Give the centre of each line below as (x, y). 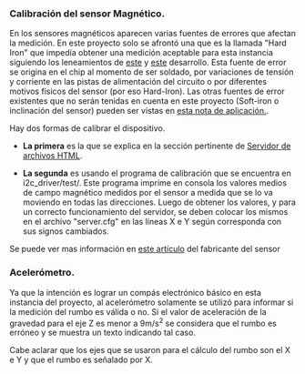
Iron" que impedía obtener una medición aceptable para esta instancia (141, 53)
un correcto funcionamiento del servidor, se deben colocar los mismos (155, 212)
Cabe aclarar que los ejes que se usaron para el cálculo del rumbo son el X (150, 350)
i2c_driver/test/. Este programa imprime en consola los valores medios (154, 183)
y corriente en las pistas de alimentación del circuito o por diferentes (138, 82)
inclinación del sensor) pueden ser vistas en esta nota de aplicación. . (139, 111)
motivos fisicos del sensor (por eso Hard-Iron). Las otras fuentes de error (147, 91)
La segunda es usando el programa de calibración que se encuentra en (157, 173)
